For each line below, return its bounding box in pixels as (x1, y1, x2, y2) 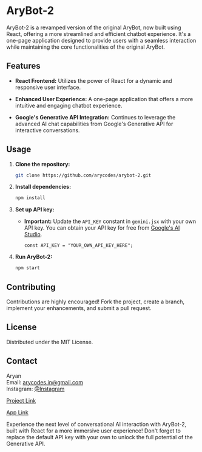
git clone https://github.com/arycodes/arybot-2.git (15, 172, 152, 178)
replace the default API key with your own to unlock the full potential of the (6, 433, 193, 440)
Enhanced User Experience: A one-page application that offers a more (15, 95, 194, 102)
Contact (6, 356, 38, 366)
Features (6, 61, 41, 71)
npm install (15, 195, 45, 201)
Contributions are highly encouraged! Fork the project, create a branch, (6, 298, 185, 305)
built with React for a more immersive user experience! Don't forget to (6, 427, 181, 434)
